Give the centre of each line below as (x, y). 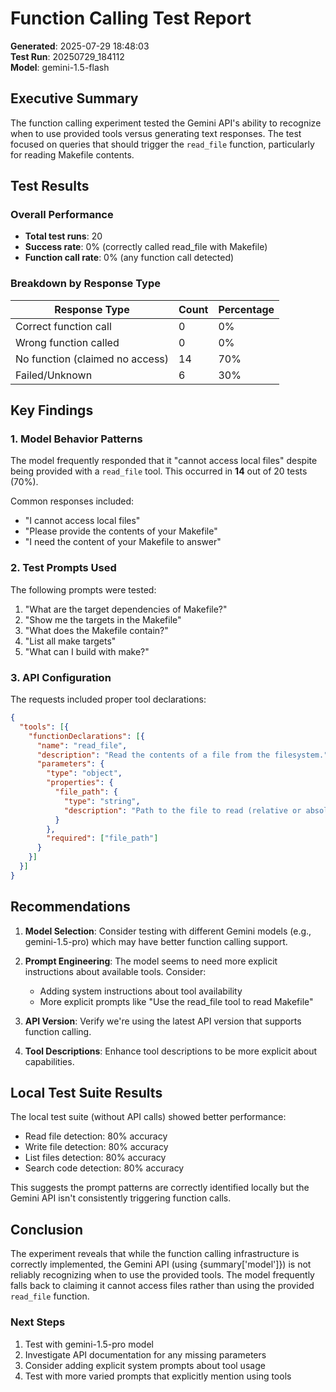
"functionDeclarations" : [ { (86, 736)
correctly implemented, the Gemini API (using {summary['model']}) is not (161, 1264)
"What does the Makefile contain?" (96, 630)
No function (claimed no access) (92, 359)
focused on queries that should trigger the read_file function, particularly (162, 144)
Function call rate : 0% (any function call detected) (129, 258)
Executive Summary (74, 98)
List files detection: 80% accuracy (95, 1158)
